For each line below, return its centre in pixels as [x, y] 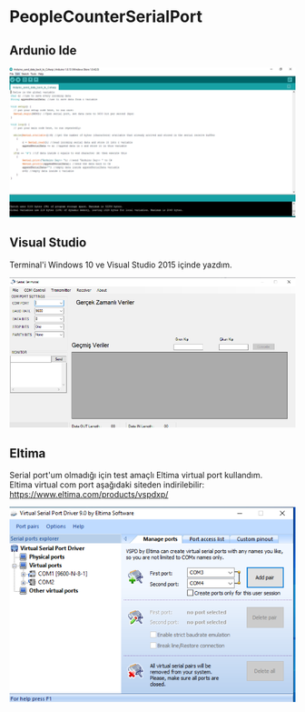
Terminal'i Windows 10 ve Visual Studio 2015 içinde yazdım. [121, 265]
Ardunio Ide [43, 50]
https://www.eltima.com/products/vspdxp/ [89, 495]
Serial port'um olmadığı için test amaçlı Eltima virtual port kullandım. [136, 476]
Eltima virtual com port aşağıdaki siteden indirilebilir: [107, 485]
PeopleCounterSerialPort [106, 17]
